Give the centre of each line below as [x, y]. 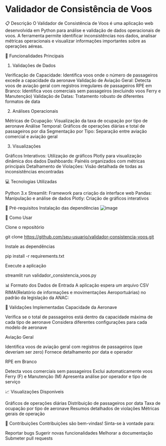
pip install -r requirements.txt [35, 256]
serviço [13, 381]
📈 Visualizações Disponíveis [34, 391]
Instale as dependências [30, 246]
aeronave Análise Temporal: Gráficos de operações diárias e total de [75, 126]
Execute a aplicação [26, 265]
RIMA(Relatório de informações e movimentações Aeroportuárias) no [76, 292]
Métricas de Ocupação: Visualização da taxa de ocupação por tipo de [76, 121]
